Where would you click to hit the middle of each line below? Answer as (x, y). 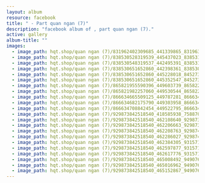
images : (16, 46)
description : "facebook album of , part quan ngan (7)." (80, 29)
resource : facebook (31, 18)
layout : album (24, 12)
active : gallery (27, 35)
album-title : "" (27, 40)
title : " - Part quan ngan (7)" (47, 23)
